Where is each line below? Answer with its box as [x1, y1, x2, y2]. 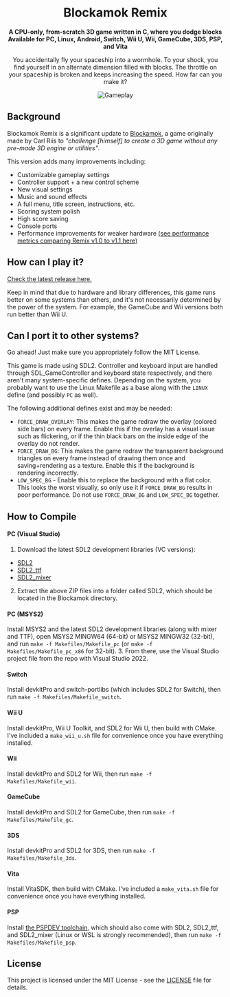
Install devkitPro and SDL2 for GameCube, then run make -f [7, 808, 175, 816]
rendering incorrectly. [16, 469, 79, 477]
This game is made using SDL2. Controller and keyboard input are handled [7, 362, 218, 370]
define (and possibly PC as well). [7, 391, 98, 399]
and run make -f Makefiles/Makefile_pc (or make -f [7, 639, 153, 648]
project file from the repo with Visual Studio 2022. [7, 655, 149, 663]
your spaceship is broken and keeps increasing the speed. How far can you [8, 70, 222, 79]
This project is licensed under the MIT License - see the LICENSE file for [7, 976, 211, 985]
